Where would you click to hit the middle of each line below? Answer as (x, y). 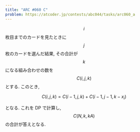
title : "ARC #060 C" (27, 10)
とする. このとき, (22, 86)
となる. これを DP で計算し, (33, 108)
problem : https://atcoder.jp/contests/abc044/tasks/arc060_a (70, 14)
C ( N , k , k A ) (84, 116)
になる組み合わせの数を (29, 70)
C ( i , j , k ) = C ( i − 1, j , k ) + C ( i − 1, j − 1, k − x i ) (84, 97)
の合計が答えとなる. (25, 125)
